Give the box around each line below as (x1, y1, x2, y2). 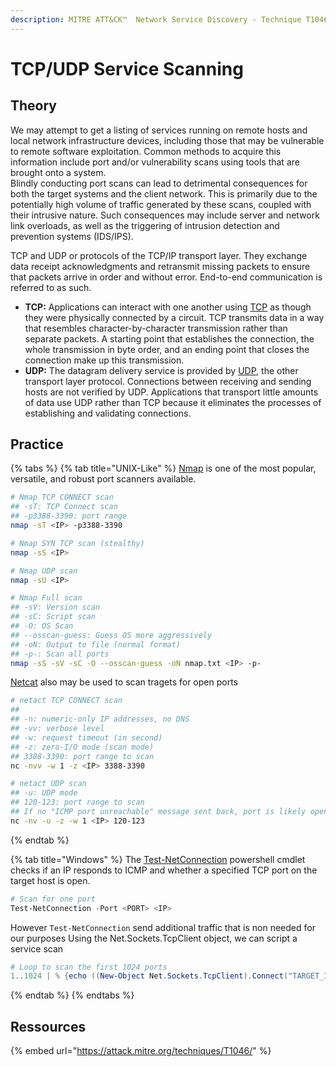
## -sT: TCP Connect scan (10, 502, 118, 512)
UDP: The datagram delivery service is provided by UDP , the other (24, 364, 299, 376)
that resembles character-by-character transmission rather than (24, 322, 288, 334)
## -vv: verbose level (10, 724, 105, 734)
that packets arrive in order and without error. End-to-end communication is (10, 271, 323, 283)
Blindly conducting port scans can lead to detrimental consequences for (10, 177, 308, 189)
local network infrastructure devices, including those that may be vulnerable (10, 134, 325, 146)
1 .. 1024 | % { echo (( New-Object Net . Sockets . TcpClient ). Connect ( (10, 971, 289, 981)
